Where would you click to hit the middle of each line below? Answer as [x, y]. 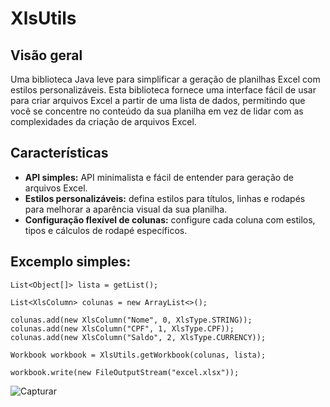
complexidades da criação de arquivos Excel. [103, 121]
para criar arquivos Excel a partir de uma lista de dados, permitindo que [158, 100]
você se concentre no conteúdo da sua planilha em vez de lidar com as [157, 111]
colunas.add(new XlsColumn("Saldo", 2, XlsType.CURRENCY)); [138, 337]
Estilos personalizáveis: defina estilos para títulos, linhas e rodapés [165, 198]
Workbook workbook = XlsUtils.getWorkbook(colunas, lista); [138, 355]
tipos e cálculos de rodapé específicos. [106, 230]
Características [59, 153]
